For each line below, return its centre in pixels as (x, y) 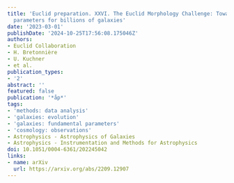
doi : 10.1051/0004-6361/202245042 (57, 150)
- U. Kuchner (26, 59)
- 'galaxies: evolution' (43, 117)
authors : (20, 40)
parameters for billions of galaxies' (70, 20)
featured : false (31, 91)
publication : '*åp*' (37, 98)
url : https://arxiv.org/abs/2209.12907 (71, 169)
